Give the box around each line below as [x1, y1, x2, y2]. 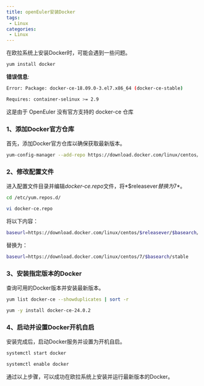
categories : [6, 26, 36, 32]
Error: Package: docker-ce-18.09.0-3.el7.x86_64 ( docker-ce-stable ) [6, 85, 183, 91]
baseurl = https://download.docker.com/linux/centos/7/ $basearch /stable [6, 254, 189, 260]
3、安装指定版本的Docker [6, 269, 82, 277]
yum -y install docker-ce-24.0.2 [6, 307, 91, 313]
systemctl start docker [6, 350, 67, 357]
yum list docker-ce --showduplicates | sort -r [6, 296, 129, 302]
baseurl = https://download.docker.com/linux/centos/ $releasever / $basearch [6, 229, 197, 235]
